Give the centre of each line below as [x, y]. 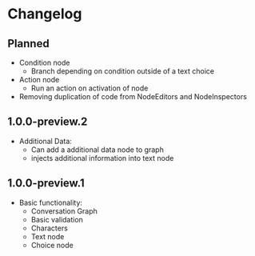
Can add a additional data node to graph [98, 150]
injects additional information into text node [102, 158]
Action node [39, 80]
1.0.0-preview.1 [46, 184]
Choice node [52, 245]
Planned [28, 44]
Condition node [44, 62]
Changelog [45, 14]
